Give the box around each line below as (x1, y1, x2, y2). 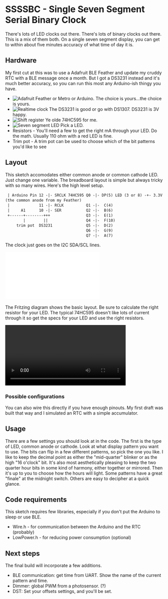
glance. (5, 481, 21, 487)
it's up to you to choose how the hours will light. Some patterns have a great (5, 470, 163, 476)
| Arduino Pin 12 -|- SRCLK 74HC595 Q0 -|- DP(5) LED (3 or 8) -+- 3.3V (7, 192, 163, 197)
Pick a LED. (60, 122, 84, 128)
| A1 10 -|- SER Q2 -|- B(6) (7, 208, 113, 213)
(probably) (12, 529, 35, 535)
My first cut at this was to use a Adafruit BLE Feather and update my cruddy (5, 70, 162, 76)
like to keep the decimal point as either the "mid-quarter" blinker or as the (5, 454, 157, 460)
